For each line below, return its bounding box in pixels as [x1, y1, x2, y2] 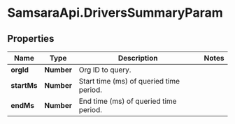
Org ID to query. [78, 65, 131, 75]
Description [117, 54, 158, 63]
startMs [10, 81, 38, 90]
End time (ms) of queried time [78, 96, 177, 106]
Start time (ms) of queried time [78, 77, 180, 86]
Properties [7, 33, 55, 45]
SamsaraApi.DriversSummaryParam [7, 5, 223, 21]
